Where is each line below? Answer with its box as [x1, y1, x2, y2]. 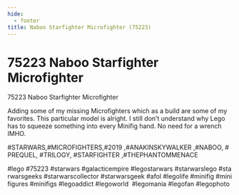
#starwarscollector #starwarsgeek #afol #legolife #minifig [44, 172, 215, 181]
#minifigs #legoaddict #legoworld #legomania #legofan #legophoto [29, 179, 230, 189]
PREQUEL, [7, 151, 38, 159]
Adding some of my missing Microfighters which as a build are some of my [7, 107, 228, 115]
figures [7, 179, 29, 189]
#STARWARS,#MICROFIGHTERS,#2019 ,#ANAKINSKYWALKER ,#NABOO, [7, 143, 223, 152]
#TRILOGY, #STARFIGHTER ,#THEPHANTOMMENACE [39, 151, 198, 159]
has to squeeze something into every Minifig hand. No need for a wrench [7, 122, 222, 130]
